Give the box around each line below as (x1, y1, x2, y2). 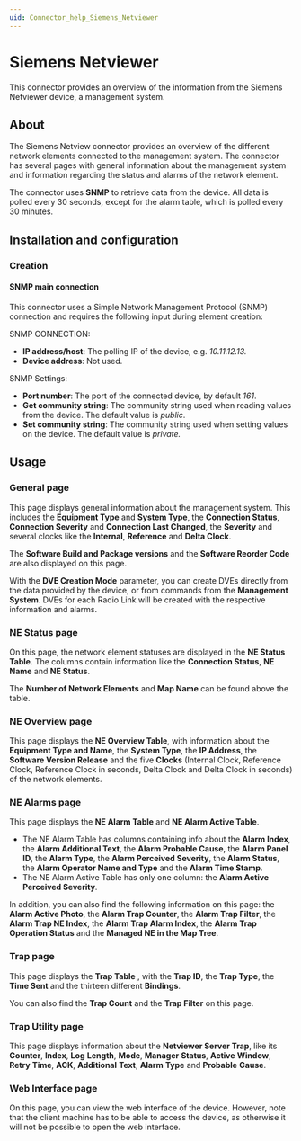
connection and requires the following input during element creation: (9, 311, 263, 322)
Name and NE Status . (9, 665, 91, 676)
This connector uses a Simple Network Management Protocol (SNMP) (9, 301, 268, 312)
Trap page (9, 950, 56, 963)
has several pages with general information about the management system (9, 160, 287, 171)
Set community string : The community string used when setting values (22, 419, 288, 430)
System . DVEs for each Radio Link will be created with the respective (9, 594, 266, 605)
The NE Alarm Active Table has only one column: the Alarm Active (22, 872, 270, 883)
